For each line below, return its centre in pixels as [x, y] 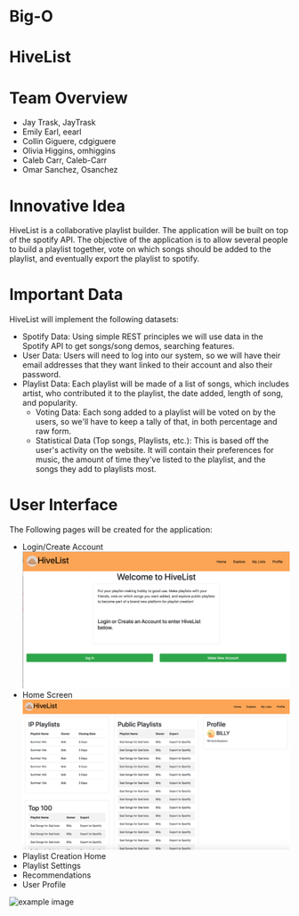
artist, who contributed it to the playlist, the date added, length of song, [153, 393]
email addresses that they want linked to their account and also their [147, 365]
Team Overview [69, 97]
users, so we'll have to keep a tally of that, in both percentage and [156, 422]
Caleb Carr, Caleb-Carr [65, 160]
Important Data [66, 295]
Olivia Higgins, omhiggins [69, 151]
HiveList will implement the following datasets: [94, 320]
